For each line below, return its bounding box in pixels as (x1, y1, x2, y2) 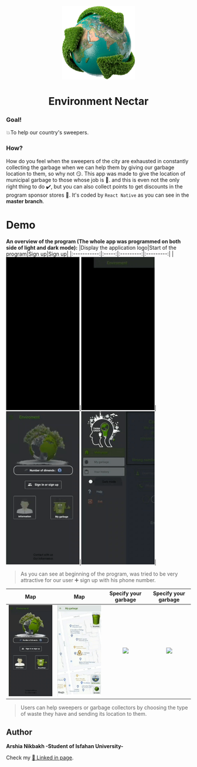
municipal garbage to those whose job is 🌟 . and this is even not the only (6, 176, 180, 183)
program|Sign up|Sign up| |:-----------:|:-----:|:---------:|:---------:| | (6, 250, 174, 257)
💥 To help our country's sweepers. (6, 129, 89, 136)
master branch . (6, 197, 45, 204)
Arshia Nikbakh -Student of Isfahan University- (6, 743, 124, 750)
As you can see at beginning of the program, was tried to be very (20, 570, 178, 577)
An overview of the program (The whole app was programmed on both (6, 237, 181, 244)
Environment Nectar (48, 95, 149, 108)
